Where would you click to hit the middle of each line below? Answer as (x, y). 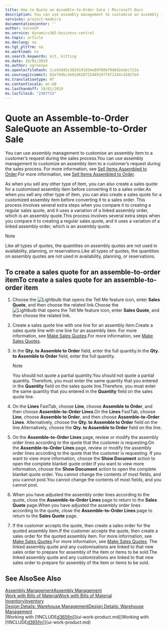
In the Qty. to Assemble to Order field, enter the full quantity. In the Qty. (86, 351)
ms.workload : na (22, 51)
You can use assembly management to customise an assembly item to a (79, 153)
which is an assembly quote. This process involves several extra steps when (83, 216)
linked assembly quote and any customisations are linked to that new (83, 547)
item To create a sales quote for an (59, 280)
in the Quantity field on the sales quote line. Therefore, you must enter (84, 386)
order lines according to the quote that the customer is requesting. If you (87, 453)
